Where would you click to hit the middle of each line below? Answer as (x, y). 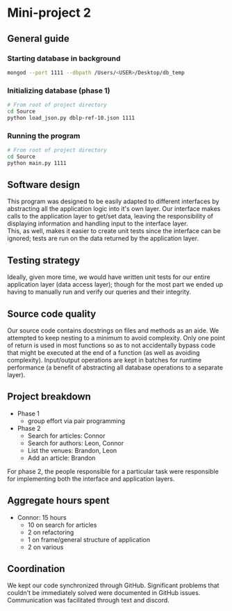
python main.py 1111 (37, 163)
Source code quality (52, 314)
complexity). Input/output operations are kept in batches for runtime (105, 360)
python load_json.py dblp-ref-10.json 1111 (71, 118)
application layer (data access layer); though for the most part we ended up (115, 285)
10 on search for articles (62, 525)
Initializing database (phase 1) (59, 90)
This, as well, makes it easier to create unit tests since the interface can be (114, 231)
